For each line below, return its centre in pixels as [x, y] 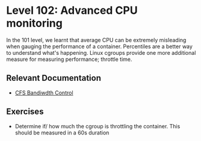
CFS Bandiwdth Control [44, 92]
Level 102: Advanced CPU [72, 11]
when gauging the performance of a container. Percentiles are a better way [99, 46]
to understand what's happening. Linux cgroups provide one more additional [101, 52]
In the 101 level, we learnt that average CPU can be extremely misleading [96, 40]
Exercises [25, 112]
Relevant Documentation [54, 78]
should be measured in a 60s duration [62, 133]
